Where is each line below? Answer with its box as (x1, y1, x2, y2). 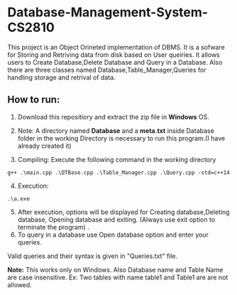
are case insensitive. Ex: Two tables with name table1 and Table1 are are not (7, 273, 228, 281)
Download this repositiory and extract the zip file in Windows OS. (17, 112, 209, 121)
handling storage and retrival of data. (7, 73, 116, 82)
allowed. (7, 280, 32, 289)
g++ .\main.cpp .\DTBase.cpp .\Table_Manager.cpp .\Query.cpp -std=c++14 (7, 168, 231, 176)
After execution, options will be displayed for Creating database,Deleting (17, 208, 230, 216)
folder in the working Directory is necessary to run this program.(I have (17, 134, 226, 142)
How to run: (7, 94, 60, 106)
